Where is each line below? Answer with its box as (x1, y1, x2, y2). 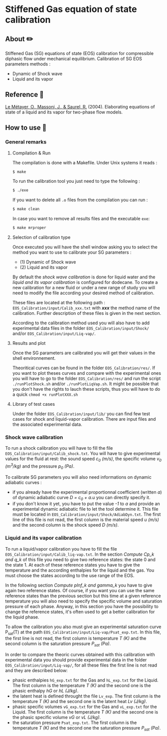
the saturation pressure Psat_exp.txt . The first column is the (12, 720, 137, 726)
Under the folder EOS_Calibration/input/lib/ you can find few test (12, 411, 151, 417)
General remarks (5, 138, 47, 145)
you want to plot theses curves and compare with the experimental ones (12, 370, 161, 376)
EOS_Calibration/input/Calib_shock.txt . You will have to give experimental (5, 451, 161, 457)
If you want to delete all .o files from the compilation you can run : (12, 197, 148, 203)
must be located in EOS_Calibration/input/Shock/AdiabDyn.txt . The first (12, 511, 161, 518)
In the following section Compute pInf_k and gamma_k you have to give (5, 582, 153, 588)
